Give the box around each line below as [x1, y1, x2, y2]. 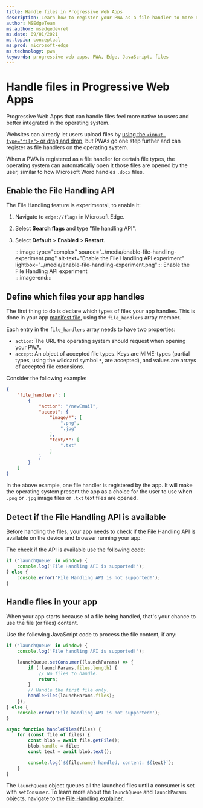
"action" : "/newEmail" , [38, 403, 98, 409]
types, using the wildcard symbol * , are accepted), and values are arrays [14, 357, 196, 364]
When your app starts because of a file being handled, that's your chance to [6, 613, 196, 620]
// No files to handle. [38, 670, 98, 676]
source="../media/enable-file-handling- [78, 248, 177, 255]
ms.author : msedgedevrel [6, 25, 69, 32]
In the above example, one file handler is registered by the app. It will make [6, 481, 193, 489]
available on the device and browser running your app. [6, 534, 142, 541]
